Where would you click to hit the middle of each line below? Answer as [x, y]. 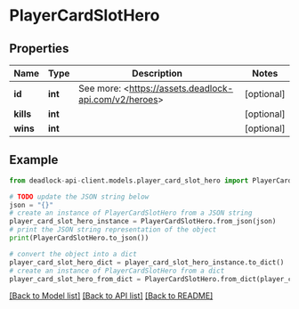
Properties [39, 49]
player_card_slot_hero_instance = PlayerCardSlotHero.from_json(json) [143, 222]
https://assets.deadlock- [181, 88]
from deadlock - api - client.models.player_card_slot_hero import [129, 180]
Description [158, 73]
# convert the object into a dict [73, 254]
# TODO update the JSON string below [79, 197]
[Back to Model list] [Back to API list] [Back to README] [111, 296]
